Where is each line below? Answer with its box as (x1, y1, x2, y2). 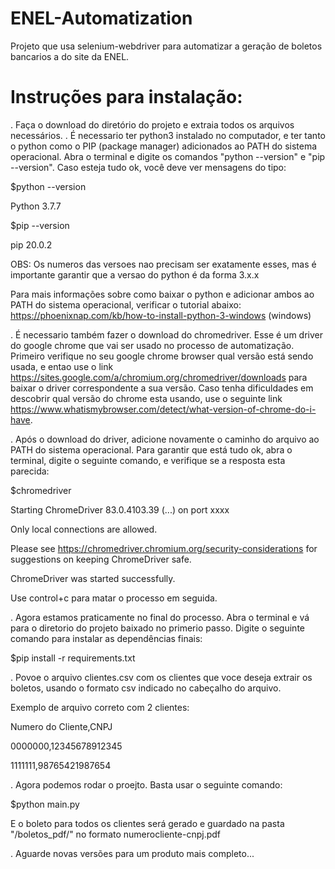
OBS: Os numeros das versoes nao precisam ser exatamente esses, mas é (10, 258, 317, 270)
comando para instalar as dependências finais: (10, 632, 203, 644)
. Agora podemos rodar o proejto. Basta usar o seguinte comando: (10, 778, 283, 791)
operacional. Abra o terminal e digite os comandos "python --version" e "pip (10, 150, 326, 162)
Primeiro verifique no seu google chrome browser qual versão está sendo (10, 350, 314, 362)
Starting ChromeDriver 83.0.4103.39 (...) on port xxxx (10, 503, 230, 516)
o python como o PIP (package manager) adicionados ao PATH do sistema (10, 140, 318, 152)
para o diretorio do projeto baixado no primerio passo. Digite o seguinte (10, 622, 305, 634)
